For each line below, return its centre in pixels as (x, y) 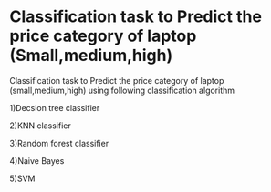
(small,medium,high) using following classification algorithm (122, 90)
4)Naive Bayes (37, 160)
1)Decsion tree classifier (55, 107)
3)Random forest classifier (59, 143)
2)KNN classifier (40, 126)
